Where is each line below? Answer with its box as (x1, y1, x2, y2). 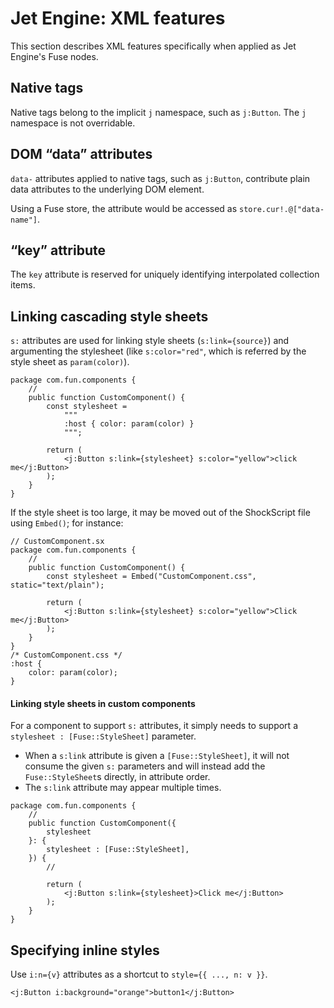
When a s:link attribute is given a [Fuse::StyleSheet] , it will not (24, 750, 290, 762)
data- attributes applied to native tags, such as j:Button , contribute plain (10, 172, 311, 184)
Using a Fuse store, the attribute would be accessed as (10, 202, 238, 214)
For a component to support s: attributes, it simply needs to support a (10, 720, 298, 732)
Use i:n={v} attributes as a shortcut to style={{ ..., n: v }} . (10, 968, 268, 981)
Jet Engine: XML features (10, 7, 226, 30)
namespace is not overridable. (10, 117, 136, 129)
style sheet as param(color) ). (10, 356, 130, 368)
